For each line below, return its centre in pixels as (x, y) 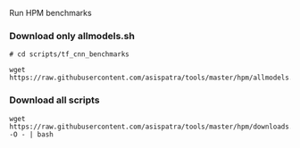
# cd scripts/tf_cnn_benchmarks (69, 54)
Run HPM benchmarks (50, 13)
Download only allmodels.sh (72, 36)
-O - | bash (31, 134)
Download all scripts (54, 100)
